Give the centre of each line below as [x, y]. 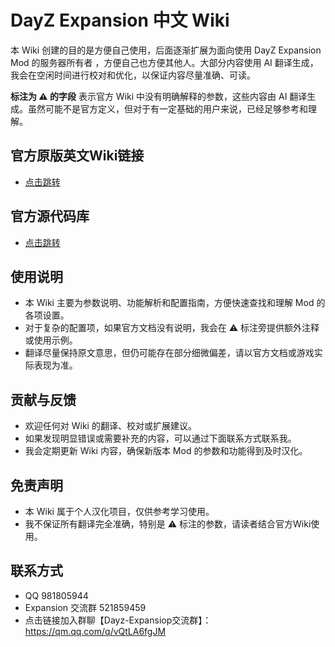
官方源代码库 [50, 216]
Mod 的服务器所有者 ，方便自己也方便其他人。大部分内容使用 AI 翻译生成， [164, 62]
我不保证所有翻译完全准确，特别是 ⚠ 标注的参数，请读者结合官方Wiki [168, 524]
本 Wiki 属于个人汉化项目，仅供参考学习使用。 [119, 511]
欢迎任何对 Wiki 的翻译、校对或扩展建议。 [110, 426]
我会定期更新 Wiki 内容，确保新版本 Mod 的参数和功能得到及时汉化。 [166, 451]
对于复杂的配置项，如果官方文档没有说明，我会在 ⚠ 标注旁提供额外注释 [172, 328]
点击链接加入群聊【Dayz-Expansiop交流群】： [118, 620]
